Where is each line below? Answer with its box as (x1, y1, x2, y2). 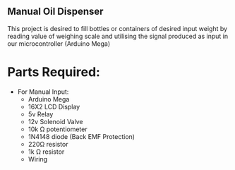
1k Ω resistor (28, 147, 65, 156)
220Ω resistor (28, 140, 68, 148)
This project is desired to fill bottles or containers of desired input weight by (7, 24, 228, 32)
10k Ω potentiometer (28, 125, 88, 133)
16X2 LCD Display (28, 102, 80, 111)
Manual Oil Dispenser (7, 6, 104, 18)
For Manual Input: (17, 87, 69, 96)
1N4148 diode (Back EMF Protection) (28, 132, 135, 140)
